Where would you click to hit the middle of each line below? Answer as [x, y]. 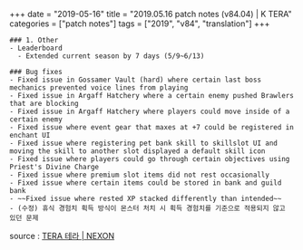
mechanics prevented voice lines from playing [99, 88]
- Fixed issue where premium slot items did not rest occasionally [140, 175]
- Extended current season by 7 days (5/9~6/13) [111, 56]
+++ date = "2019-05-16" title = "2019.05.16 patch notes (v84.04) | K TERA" [151, 14]
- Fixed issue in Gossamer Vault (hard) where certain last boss [135, 80]
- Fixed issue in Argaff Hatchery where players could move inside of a [150, 111]
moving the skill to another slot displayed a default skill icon [137, 151]
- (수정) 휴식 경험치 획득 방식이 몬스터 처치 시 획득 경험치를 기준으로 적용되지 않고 [147, 208]
